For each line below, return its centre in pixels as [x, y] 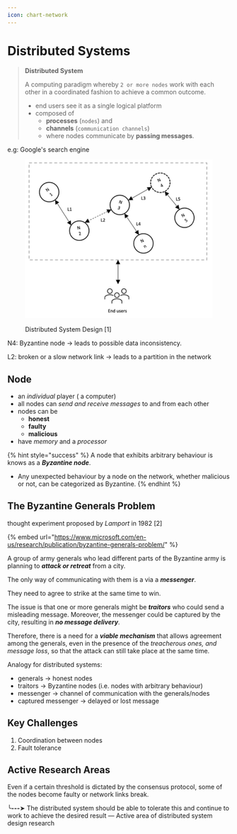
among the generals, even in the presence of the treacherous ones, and [112, 643]
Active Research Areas [59, 770]
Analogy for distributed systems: [55, 664]
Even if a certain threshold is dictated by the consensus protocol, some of [115, 787]
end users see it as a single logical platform [98, 106]
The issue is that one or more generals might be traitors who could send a [116, 607]
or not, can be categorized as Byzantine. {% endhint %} [99, 484]
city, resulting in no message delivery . [64, 622]
